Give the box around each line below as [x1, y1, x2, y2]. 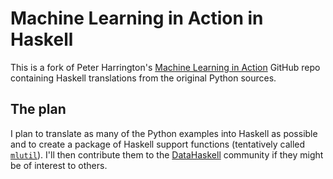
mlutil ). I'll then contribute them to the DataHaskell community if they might [10, 148, 324, 161]
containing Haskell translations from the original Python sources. [10, 72, 277, 84]
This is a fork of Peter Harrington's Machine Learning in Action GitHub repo [10, 61, 321, 73]
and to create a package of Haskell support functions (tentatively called [10, 138, 306, 150]
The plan [10, 101, 67, 118]
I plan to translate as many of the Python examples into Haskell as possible [10, 127, 318, 139]
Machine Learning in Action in [10, 7, 264, 30]
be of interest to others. [10, 159, 108, 171]
